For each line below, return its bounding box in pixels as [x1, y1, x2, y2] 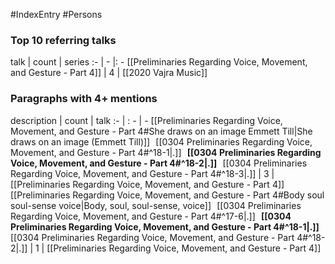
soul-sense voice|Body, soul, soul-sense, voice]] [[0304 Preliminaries [10, 199, 302, 211]
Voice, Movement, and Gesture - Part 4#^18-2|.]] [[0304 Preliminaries [10, 157, 308, 169]
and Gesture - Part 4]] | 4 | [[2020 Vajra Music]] [10, 67, 208, 79]
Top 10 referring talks [10, 33, 117, 47]
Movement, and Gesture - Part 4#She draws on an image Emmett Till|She [10, 125, 313, 137]
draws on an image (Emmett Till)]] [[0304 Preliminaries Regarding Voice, [10, 135, 313, 148]
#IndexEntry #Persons [10, 9, 103, 20]
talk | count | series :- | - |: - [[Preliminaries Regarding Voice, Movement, [10, 56, 308, 68]
